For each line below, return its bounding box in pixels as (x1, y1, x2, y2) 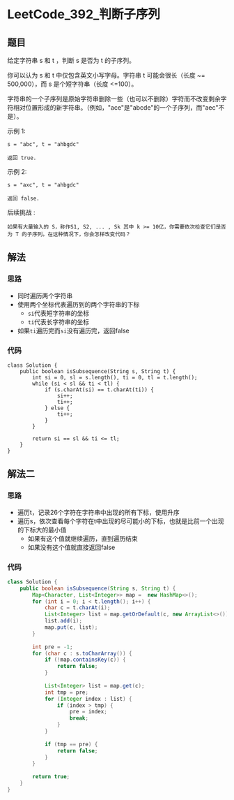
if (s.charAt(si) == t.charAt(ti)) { (44, 386, 155, 393)
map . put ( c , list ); (44, 624, 98, 631)
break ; (69, 715, 89, 722)
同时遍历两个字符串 (17, 291, 73, 300)
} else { (44, 405, 70, 412)
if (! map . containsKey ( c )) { (44, 656, 127, 664)
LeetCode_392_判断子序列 (7, 6, 160, 22)
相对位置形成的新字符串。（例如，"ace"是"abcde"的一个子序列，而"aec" (13, 103, 219, 112)
